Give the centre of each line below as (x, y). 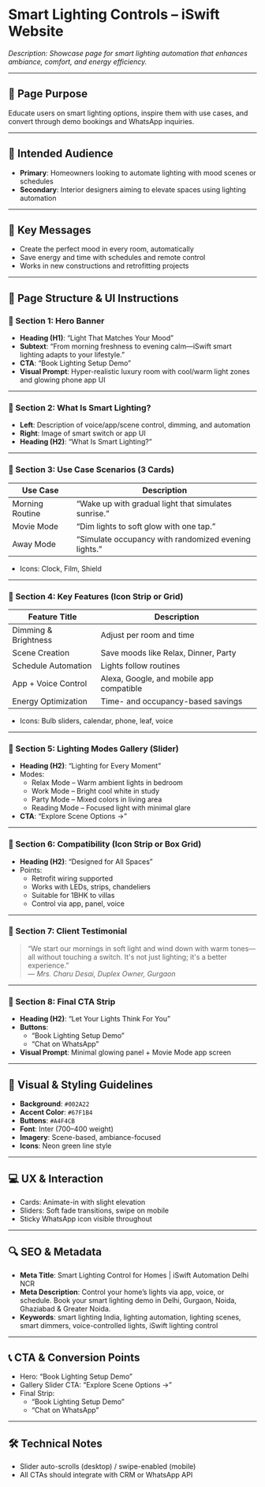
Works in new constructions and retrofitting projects (104, 266)
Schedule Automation (52, 666)
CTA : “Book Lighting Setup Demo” (75, 363)
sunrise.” (93, 513)
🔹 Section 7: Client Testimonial (68, 931)
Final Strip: (37, 1394)
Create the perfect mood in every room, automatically (107, 249)
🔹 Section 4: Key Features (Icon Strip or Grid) (96, 596)
